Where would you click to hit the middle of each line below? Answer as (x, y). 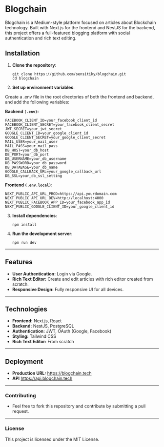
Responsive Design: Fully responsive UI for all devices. (68, 289)
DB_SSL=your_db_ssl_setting (34, 176)
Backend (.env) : (22, 111)
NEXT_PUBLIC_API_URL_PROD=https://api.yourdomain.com (61, 194)
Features (19, 262)
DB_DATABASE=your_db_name (31, 167)
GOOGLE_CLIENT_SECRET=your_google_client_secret (55, 137)
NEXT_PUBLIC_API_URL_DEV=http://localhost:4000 (54, 198)
